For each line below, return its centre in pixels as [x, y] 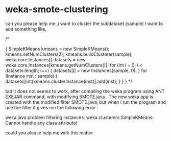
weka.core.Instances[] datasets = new [45, 59]
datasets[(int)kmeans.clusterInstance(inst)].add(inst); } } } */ [69, 81]
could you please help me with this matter [49, 133]
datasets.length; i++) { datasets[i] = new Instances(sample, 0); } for [76, 70]
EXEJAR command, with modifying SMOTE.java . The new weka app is [79, 97]
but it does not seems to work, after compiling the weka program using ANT [85, 91]
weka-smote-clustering [57, 9]
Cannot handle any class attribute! [41, 123]
